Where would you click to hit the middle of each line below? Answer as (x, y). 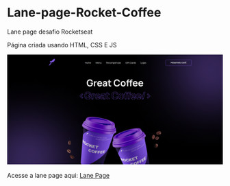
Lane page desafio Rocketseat (50, 32)
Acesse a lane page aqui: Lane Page (59, 176)
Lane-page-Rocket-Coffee (84, 13)
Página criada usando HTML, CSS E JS (62, 45)
